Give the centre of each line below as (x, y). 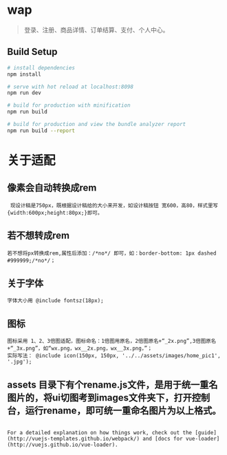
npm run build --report (41, 130)
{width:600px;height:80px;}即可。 (55, 213)
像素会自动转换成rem (52, 188)
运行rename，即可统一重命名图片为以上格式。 (123, 411)
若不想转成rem (39, 236)
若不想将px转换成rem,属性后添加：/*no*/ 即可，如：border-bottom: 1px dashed (112, 253)
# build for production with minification (69, 105)
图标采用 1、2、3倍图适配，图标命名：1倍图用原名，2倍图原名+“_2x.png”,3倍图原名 (112, 341)
